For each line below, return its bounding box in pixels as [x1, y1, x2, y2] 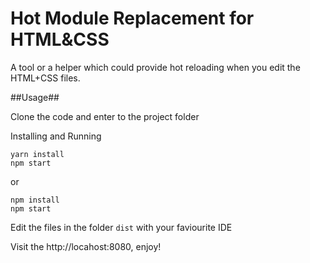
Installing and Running [10, 130, 102, 142]
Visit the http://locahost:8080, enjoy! [10, 240, 162, 252]
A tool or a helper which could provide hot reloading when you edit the [10, 61, 301, 73]
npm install [10, 195, 60, 205]
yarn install [10, 149, 65, 159]
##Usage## [10, 91, 60, 103]
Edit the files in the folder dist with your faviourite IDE [10, 221, 233, 233]
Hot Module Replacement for [10, 7, 255, 30]
